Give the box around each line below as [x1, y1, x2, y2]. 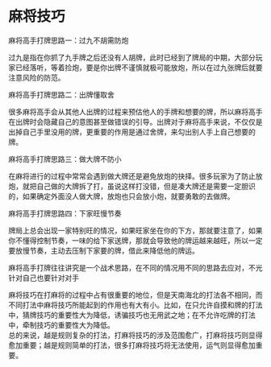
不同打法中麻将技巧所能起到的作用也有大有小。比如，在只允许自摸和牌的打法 [8, 299, 263, 310]
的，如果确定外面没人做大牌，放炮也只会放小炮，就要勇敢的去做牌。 [8, 191, 235, 201]
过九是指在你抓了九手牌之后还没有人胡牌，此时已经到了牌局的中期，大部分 [8, 52, 256, 62]
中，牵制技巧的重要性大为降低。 [8, 320, 115, 330]
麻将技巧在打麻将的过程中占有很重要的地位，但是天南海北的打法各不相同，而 [8, 290, 263, 299]
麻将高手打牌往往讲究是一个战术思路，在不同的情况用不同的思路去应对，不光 [8, 262, 263, 272]
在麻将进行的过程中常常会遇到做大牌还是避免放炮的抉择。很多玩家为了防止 [8, 171, 256, 181]
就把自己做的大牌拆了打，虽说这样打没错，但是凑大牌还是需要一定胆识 [22, 181, 256, 191]
